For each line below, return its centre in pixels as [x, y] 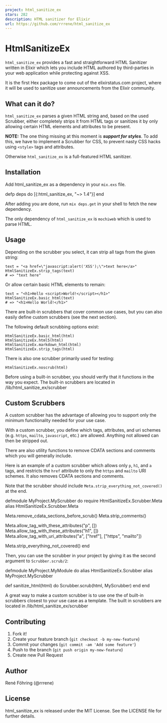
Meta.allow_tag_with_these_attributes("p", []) [51, 526]
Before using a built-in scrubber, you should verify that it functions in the [80, 377]
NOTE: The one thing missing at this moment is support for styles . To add [82, 136]
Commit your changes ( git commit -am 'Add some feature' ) [74, 644]
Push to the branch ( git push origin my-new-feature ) [68, 650]
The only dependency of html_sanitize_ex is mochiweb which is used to [78, 219]
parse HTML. [19, 224]
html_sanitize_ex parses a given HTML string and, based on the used [77, 116]
